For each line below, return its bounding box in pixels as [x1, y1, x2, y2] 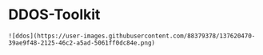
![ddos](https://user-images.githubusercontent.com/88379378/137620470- [8, 32, 256, 40]
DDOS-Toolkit [8, 6, 101, 24]
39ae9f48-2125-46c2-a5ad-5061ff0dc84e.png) [8, 38, 156, 47]
